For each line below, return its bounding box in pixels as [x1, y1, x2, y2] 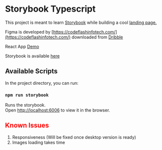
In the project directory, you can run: [5, 80, 79, 86]
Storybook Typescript [5, 3, 96, 15]
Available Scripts [5, 67, 58, 75]
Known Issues [5, 121, 49, 130]
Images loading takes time [12, 139, 65, 145]
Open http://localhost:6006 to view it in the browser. [5, 107, 110, 113]
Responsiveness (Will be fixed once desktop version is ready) [12, 134, 137, 140]
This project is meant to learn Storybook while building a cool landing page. [5, 19, 157, 25]
